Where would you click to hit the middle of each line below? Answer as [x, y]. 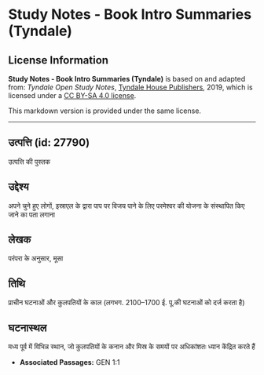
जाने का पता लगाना [31, 214]
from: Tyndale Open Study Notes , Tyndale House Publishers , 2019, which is [130, 87]
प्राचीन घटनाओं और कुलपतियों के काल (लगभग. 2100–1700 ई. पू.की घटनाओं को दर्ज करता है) [126, 303]
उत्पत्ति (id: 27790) [49, 143]
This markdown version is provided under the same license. [105, 111]
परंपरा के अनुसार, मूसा [36, 258]
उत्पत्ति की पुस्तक [29, 162]
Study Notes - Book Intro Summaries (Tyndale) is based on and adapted [127, 79]
